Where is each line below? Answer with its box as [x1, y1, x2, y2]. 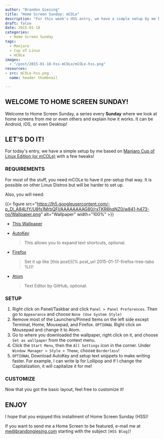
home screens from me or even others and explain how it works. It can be [5, 116, 153, 122]
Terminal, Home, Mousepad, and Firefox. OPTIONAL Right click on [12, 321, 142, 328]
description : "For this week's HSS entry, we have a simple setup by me [5, 16, 156, 21]
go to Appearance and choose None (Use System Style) [12, 311, 122, 317]
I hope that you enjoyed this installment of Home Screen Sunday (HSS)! [5, 414, 149, 419]
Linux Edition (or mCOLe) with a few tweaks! [5, 154, 94, 159]
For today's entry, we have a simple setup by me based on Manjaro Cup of [5, 148, 155, 154]
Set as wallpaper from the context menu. [12, 337, 96, 343]
